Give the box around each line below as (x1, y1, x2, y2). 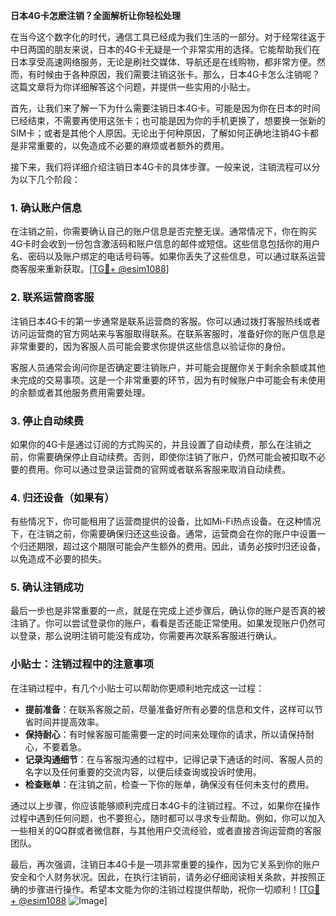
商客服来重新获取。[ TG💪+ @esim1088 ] (10, 263, 170, 275)
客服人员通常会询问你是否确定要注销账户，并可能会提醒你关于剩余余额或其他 (10, 361, 326, 373)
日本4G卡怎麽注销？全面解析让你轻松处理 (10, 10, 181, 21)
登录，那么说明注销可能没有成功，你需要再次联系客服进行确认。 (18, 630, 282, 642)
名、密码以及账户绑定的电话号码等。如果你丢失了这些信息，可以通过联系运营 (10, 250, 326, 263)
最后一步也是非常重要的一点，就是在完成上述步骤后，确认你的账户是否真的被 (10, 605, 326, 617)
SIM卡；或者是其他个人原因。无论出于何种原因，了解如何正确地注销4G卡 (10, 127, 310, 139)
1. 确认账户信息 (10, 200, 83, 214)
